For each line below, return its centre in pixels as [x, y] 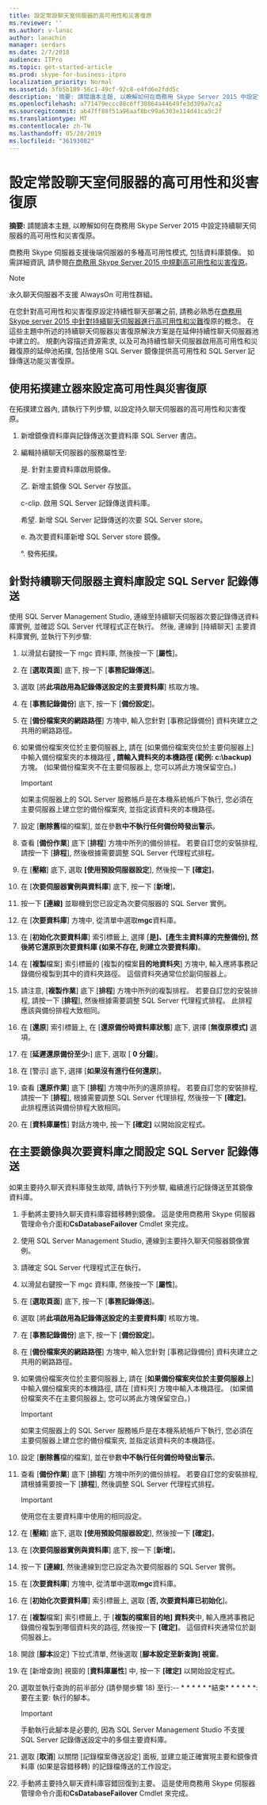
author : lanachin [38, 38]
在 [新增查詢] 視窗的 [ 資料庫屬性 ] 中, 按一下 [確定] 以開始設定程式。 [130, 1670]
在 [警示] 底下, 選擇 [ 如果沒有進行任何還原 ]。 [93, 1071]
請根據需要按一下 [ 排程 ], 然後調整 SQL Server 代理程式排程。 [119, 1484]
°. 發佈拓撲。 [41, 554]
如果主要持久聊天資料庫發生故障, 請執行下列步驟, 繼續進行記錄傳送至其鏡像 [131, 1187]
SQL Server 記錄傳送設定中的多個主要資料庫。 [95, 1739]
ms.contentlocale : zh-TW [50, 126]
